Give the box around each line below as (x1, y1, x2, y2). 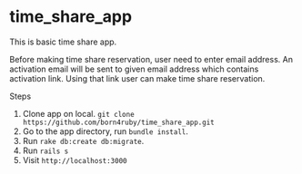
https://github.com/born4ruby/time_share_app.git (22, 118, 216, 127)
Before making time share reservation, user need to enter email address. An (9, 53, 294, 64)
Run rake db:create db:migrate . (22, 135, 145, 146)
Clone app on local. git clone (22, 108, 135, 119)
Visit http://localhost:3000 (22, 154, 127, 165)
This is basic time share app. (9, 36, 117, 47)
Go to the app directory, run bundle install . (22, 125, 189, 137)
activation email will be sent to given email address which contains (9, 63, 259, 74)
